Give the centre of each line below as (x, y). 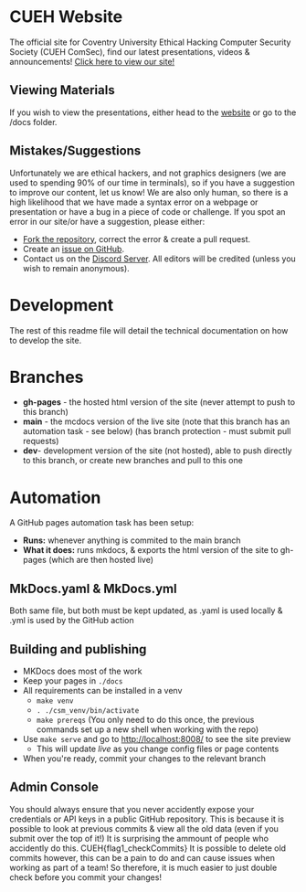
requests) (41, 441)
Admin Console (54, 787)
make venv (55, 701)
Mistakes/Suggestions (75, 151)
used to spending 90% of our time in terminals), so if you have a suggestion (152, 182)
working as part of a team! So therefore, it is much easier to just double (143, 867)
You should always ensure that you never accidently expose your (132, 809)
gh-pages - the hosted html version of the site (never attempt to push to (158, 402)
